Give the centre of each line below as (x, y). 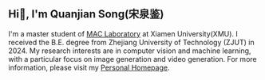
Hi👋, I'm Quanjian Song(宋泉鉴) (86, 14)
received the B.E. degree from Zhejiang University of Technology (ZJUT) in (132, 42)
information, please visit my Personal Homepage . (89, 67)
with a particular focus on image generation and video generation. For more (132, 59)
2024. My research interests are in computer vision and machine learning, (130, 51)
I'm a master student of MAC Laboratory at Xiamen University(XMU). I (123, 33)
